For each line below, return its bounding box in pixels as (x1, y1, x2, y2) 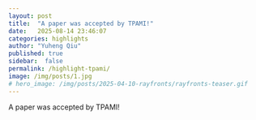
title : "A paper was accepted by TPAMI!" (8, 19, 154, 28)
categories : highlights (8, 34, 89, 43)
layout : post (8, 11, 53, 20)
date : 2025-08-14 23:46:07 (8, 27, 107, 35)
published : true (8, 49, 63, 58)
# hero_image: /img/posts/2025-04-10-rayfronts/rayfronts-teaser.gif (8, 79, 249, 88)
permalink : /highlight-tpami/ (8, 65, 111, 73)
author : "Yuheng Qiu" (8, 42, 82, 50)
